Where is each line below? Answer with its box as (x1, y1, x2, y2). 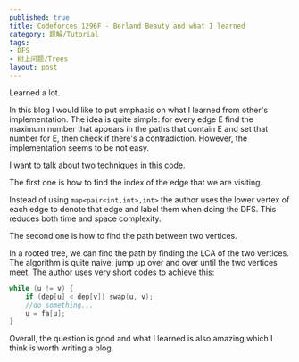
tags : (9, 37, 29, 47)
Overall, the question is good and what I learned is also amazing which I (9, 333, 274, 344)
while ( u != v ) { (9, 284, 74, 292)
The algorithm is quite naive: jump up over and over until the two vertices (9, 257, 278, 267)
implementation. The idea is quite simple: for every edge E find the (9, 113, 254, 125)
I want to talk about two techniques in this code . (9, 160, 186, 170)
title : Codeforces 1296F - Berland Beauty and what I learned (9, 21, 245, 30)
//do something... (25, 300, 94, 309)
